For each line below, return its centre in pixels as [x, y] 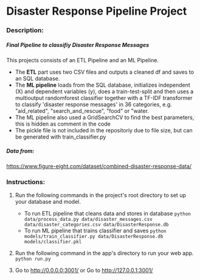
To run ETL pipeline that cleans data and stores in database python [108, 214]
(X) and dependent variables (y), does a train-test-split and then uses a [104, 92]
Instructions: [26, 182]
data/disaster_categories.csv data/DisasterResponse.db [96, 225]
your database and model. [48, 202]
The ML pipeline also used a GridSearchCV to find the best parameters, [105, 118]
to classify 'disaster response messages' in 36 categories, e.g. [93, 104]
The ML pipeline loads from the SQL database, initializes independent [102, 85]
